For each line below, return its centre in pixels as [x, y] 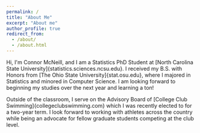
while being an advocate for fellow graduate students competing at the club [100, 118]
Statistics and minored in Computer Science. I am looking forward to [91, 81]
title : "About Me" [29, 17]
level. [13, 125]
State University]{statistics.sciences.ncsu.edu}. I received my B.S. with [94, 68]
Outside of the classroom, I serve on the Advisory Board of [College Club [97, 99]
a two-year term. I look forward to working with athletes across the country [99, 112]
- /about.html [29, 46]
